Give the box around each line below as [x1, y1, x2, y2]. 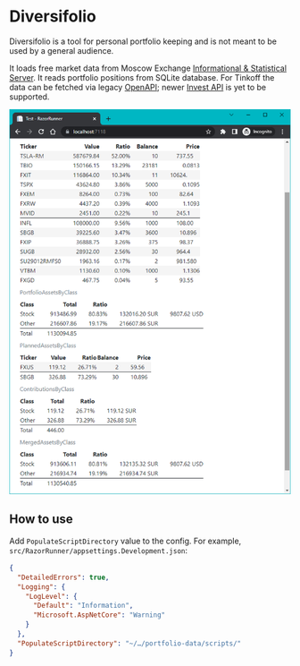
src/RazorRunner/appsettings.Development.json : [9, 544, 188, 556]
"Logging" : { [17, 582, 66, 592]
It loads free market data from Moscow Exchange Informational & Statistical [9, 63, 287, 73]
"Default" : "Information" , [32, 602, 134, 610]
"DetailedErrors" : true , [17, 573, 110, 582]
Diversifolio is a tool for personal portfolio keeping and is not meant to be [9, 36, 277, 47]
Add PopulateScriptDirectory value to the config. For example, [9, 535, 242, 546]
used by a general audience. [9, 45, 114, 55]
